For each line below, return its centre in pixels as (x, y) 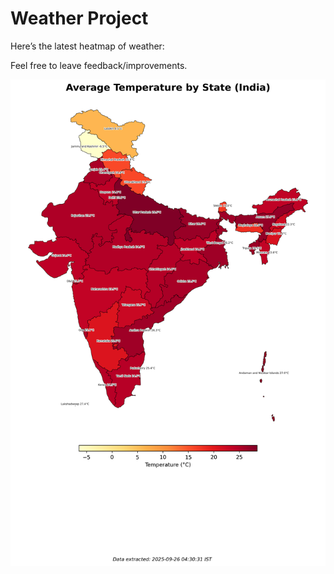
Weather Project (79, 18)
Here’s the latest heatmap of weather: (87, 46)
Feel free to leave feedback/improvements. (99, 65)
